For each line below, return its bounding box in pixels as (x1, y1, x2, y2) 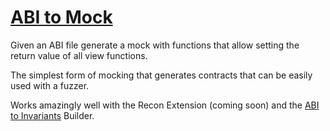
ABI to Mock (10, 6, 113, 29)
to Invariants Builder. (10, 109, 95, 121)
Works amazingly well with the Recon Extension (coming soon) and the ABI (10, 99, 320, 111)
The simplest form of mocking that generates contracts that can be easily (10, 69, 313, 81)
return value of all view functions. (10, 49, 148, 61)
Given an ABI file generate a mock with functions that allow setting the (10, 39, 300, 51)
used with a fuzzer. (10, 79, 90, 91)
